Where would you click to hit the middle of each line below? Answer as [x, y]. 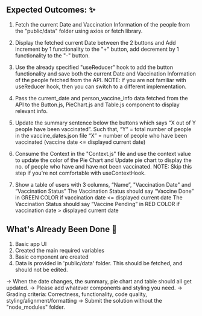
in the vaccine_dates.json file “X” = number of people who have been [101, 135]
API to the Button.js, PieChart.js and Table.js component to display [97, 105]
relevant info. [31, 111]
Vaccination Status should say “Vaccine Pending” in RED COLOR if [97, 204]
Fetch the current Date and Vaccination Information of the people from [103, 24]
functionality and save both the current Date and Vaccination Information [105, 73]
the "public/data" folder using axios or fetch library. [79, 31]
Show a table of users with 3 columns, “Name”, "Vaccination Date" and [103, 184]
